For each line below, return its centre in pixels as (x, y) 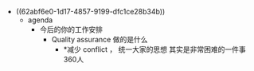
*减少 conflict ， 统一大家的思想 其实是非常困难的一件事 (154, 49)
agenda (40, 20)
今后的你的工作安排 (71, 30)
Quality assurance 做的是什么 (100, 39)
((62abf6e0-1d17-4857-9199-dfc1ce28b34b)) (90, 12)
